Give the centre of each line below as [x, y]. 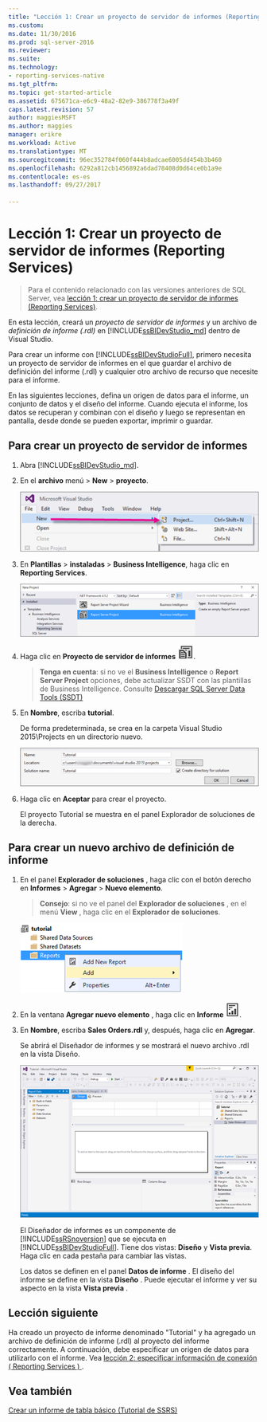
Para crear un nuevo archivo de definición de [121, 848]
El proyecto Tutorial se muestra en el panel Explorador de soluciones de [137, 815]
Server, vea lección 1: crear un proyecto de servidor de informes [133, 298]
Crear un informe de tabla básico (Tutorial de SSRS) [93, 1410]
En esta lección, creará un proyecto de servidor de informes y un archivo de [133, 322]
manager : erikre [35, 135]
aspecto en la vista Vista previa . [74, 1288]
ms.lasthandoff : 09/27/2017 [55, 185]
